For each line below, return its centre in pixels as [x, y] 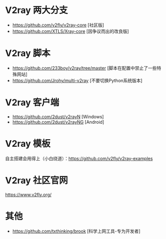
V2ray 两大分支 [37, 10]
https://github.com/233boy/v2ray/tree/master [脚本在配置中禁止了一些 [84, 68]
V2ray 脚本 [28, 53]
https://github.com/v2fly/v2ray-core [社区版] [58, 25]
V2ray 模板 [28, 144]
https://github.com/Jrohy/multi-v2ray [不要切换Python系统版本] [77, 80]
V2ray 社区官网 [37, 180]
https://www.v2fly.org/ [28, 195]
